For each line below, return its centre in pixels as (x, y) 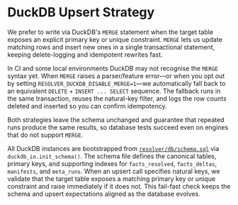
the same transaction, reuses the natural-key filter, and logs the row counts (117, 98)
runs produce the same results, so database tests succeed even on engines (118, 127)
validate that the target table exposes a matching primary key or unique (112, 179)
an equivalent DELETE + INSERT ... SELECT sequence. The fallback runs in (114, 91)
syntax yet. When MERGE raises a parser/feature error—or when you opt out (116, 76)
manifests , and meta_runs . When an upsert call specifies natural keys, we (114, 171)
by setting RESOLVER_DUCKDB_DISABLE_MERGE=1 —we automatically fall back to (117, 83)
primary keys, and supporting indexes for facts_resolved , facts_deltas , (112, 163)
